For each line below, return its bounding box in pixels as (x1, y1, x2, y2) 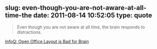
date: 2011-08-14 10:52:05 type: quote (33, 12, 153, 20)
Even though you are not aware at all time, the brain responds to (16, 24, 145, 30)
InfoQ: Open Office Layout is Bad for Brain (5, 38, 89, 44)
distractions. (16, 29, 42, 35)
